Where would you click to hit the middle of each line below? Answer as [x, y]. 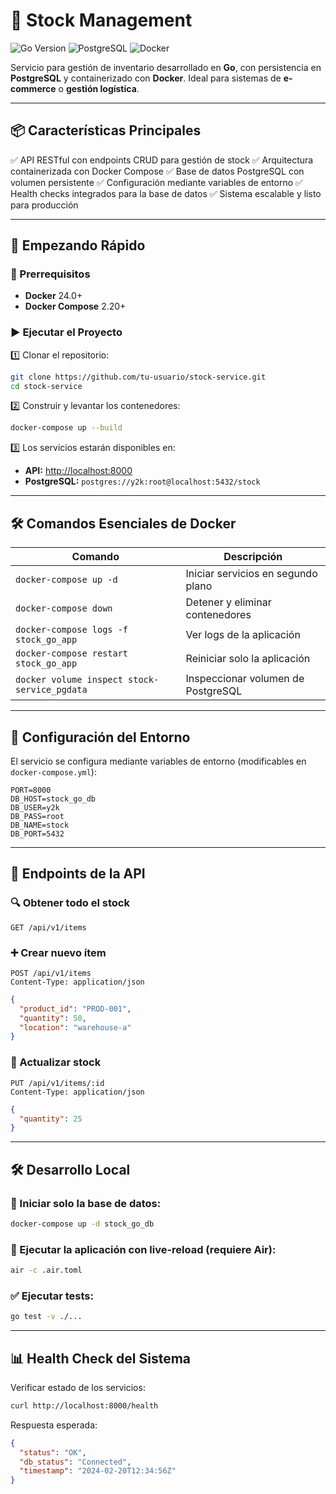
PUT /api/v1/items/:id [57, 1083]
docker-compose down [64, 608]
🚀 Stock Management [101, 20]
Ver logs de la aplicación [243, 635]
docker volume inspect [69, 680]
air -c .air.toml [46, 1270]
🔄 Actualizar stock [56, 1062]
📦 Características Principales [106, 130]
